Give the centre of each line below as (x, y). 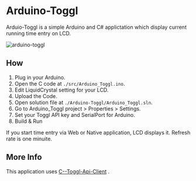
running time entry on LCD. (39, 33)
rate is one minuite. (29, 139)
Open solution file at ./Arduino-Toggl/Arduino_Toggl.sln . (84, 102)
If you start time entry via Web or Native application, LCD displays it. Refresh (98, 132)
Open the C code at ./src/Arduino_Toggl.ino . (70, 83)
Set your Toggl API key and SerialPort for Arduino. (75, 115)
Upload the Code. (36, 96)
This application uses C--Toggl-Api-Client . (58, 171)
